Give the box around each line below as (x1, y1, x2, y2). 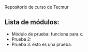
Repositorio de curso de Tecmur (4, 4, 69, 10)
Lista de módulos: (4, 18, 59, 26)
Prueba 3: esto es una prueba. (11, 41, 72, 47)
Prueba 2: (11, 36, 31, 42)
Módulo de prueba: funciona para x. (11, 31, 83, 37)
